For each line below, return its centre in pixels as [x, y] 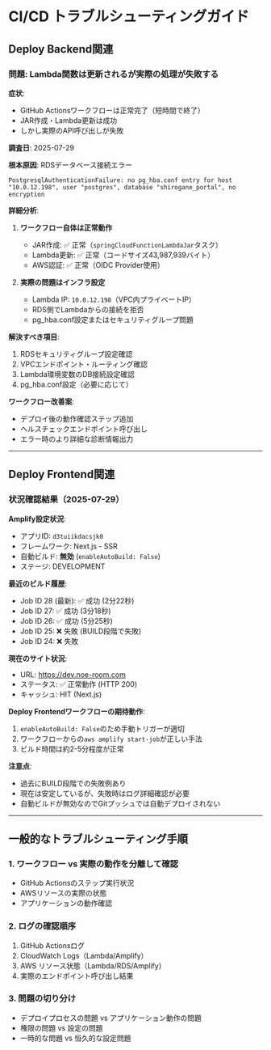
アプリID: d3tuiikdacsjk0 [61, 536]
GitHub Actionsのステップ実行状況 [77, 883]
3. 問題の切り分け [42, 998]
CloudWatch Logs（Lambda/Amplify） [84, 955]
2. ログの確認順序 [42, 926]
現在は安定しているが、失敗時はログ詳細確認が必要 [105, 793]
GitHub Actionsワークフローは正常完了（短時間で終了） [113, 110]
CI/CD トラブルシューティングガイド [129, 17]
